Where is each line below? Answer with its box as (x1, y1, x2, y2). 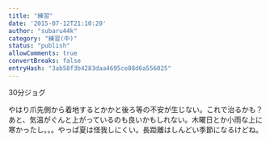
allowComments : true (8, 49, 78, 57)
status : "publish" (8, 42, 70, 50)
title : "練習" (8, 11, 54, 20)
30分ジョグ (8, 87, 46, 97)
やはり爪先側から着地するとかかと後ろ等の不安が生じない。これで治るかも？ (8, 104, 264, 114)
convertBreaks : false (8, 57, 82, 65)
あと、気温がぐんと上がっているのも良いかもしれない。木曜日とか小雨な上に (8, 115, 263, 124)
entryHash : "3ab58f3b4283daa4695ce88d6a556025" (8, 65, 172, 73)
